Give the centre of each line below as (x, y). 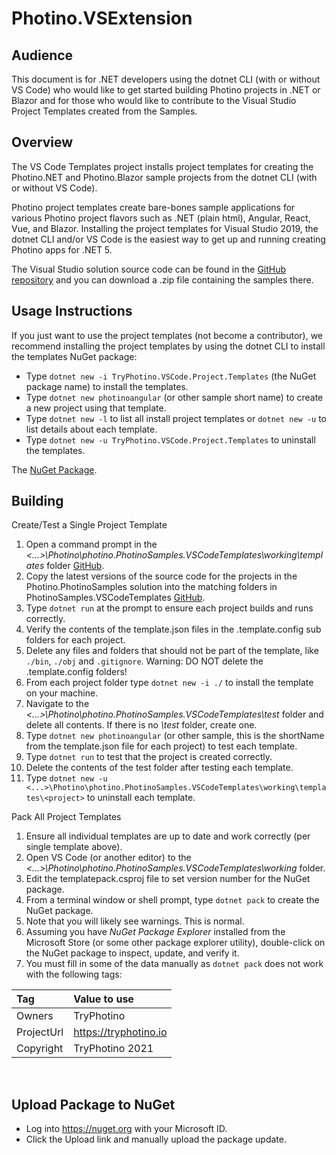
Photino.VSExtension (102, 18)
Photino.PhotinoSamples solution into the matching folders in (151, 587)
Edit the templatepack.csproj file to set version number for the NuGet (168, 879)
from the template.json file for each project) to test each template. (161, 746)
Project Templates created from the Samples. (104, 111)
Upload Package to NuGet (93, 1104)
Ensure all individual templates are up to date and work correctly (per (168, 836)
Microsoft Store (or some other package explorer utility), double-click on (175, 943)
